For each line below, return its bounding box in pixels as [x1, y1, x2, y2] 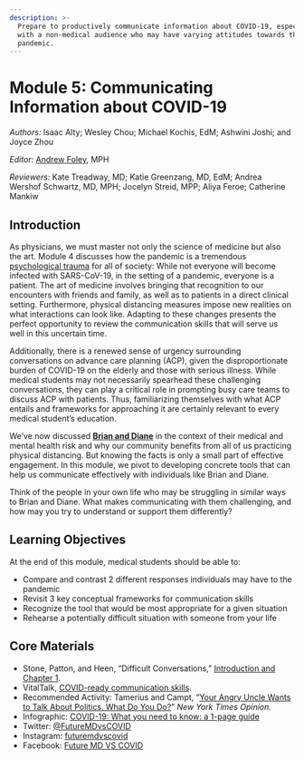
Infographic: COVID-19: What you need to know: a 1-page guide [22, 711, 260, 722]
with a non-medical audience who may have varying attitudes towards [17, 30, 285, 39]
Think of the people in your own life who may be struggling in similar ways [9, 487, 287, 497]
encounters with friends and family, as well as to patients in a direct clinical [9, 289, 290, 300]
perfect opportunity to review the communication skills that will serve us [9, 318, 279, 329]
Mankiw [9, 191, 39, 202]
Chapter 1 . [22, 672, 62, 683]
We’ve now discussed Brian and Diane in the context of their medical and [9, 431, 283, 441]
